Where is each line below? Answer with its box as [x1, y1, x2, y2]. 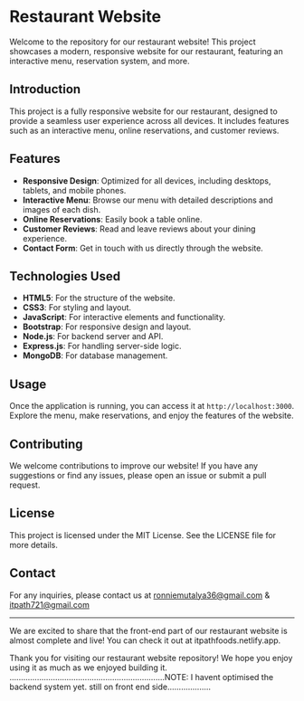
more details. [9, 539, 59, 550]
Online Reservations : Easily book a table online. [22, 213, 203, 224]
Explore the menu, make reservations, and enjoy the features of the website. [9, 410, 294, 422]
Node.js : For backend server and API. [22, 331, 164, 342]
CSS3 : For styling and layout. [22, 302, 132, 313]
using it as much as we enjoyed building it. [9, 662, 167, 673]
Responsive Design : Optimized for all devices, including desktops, [22, 175, 271, 186]
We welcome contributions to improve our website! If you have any [9, 460, 259, 471]
